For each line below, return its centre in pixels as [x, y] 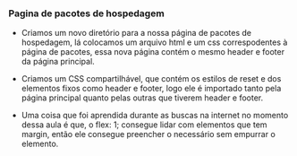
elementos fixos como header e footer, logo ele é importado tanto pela [151, 89]
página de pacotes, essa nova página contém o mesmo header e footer [153, 52]
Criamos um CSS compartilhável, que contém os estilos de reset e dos [151, 79]
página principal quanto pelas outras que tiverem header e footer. [142, 98]
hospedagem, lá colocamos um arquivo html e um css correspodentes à [154, 42]
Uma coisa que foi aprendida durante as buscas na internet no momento [155, 116]
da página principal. [58, 62]
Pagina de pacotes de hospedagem [86, 13]
